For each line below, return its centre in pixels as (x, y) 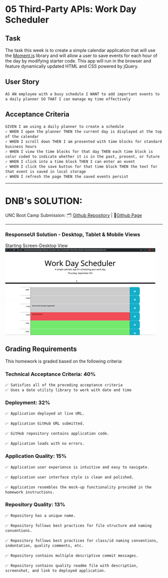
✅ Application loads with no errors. (45, 443)
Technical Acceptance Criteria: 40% (50, 374)
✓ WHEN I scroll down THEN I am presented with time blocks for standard (84, 141)
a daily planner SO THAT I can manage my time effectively (68, 99)
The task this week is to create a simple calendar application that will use (80, 50)
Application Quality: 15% (36, 456)
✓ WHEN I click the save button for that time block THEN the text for (81, 166)
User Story (22, 82)
